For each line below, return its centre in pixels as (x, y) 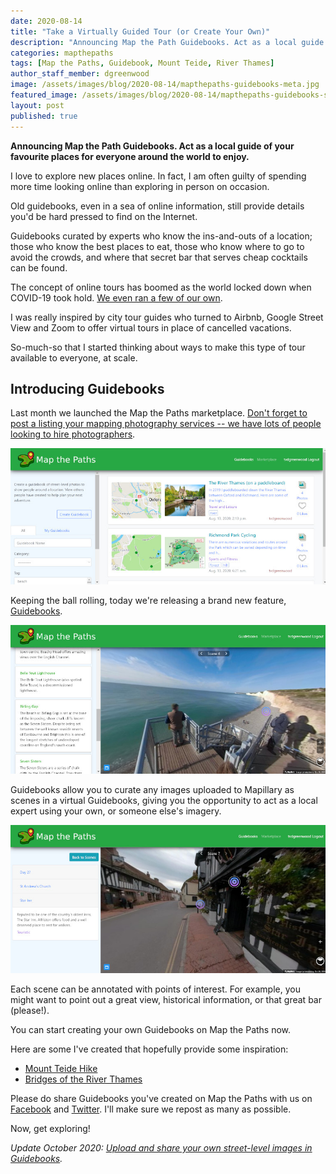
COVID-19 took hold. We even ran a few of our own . (116, 297)
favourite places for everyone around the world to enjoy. (130, 156)
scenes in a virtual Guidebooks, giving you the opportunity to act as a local (164, 800)
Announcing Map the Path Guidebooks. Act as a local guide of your (152, 146)
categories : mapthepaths (62, 53)
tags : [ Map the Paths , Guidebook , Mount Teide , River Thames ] (142, 63)
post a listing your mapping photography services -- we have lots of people (166, 424)
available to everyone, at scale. (74, 357)
